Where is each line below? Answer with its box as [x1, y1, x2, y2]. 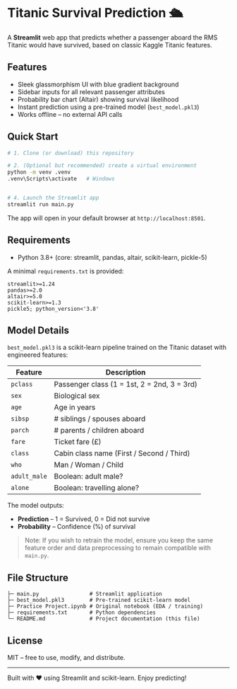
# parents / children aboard [54, 426, 145, 435]
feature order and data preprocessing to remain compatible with [24, 544, 212, 552]
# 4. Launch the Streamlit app [7, 195, 99, 202]
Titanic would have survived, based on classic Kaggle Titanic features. [7, 40, 213, 49]
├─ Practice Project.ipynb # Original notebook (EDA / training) [7, 603, 203, 610]
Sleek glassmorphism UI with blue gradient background [17, 80, 179, 89]
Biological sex [54, 391, 100, 401]
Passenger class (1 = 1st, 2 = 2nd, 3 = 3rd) [54, 380, 197, 389]
